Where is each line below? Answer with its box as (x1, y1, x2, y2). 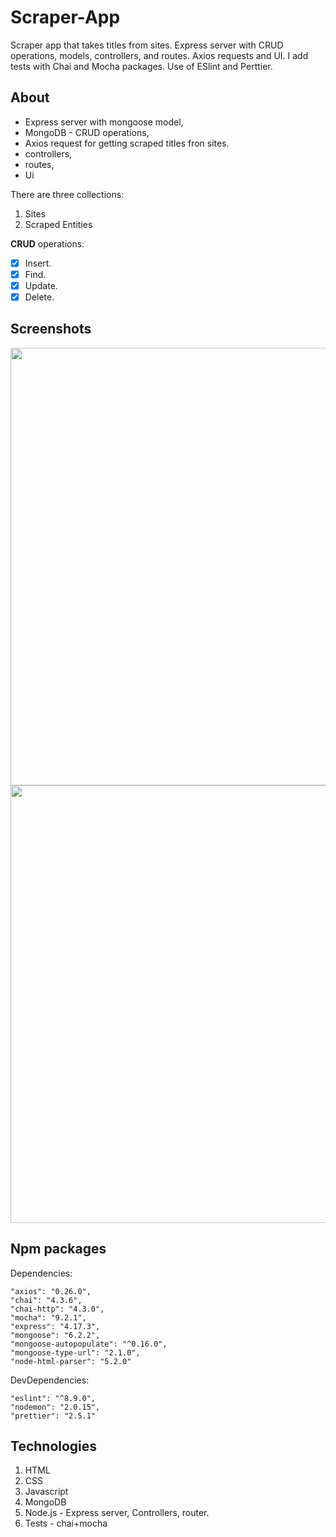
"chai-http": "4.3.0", (10, 1304, 105, 1314)
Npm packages (10, 1241, 107, 1258)
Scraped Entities (24, 218, 93, 230)
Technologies (10, 1438, 98, 1455)
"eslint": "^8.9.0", (10, 1393, 97, 1403)
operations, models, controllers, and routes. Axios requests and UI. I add (10, 49, 309, 61)
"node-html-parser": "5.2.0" (10, 1356, 132, 1366)
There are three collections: (10, 188, 125, 200)
